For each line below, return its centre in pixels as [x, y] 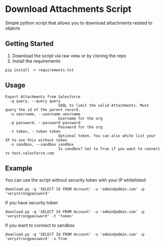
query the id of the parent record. [43, 110]
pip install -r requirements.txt [40, 70]
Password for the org [80, 127]
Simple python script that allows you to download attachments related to [79, 23]
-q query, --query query [35, 101]
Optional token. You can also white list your [107, 136]
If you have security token [32, 203]
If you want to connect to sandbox [40, 225]
